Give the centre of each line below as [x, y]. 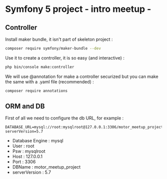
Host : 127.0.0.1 [27, 157]
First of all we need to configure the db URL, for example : [64, 118]
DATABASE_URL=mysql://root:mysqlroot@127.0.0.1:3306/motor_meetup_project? [85, 127]
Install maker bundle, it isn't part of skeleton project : [59, 39]
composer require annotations [37, 91]
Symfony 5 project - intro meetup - [78, 9]
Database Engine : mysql [38, 141]
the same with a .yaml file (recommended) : [50, 82]
